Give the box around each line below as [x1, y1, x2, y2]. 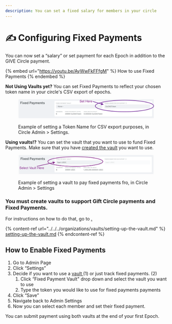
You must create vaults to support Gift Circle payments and [5, 197, 156, 205]
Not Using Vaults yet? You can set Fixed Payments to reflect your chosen [5, 83, 161, 89]
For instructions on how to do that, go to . [5, 216, 93, 221]
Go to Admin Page [12, 259, 51, 266]
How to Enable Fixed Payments [5, 246, 106, 255]
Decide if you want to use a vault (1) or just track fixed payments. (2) [12, 270, 157, 276]
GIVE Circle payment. [5, 58, 50, 64]
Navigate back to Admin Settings [12, 297, 82, 303]
